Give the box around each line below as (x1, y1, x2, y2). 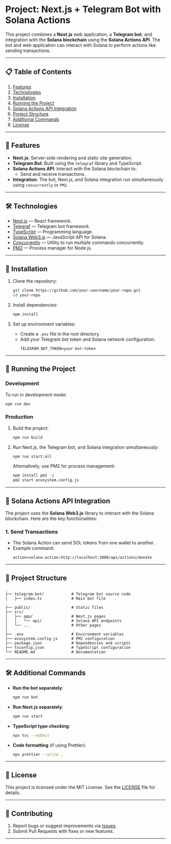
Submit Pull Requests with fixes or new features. (12, 828, 115, 834)
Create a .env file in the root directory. (20, 331, 100, 337)
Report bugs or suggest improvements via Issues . (12, 823, 117, 829)
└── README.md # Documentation (5, 649, 106, 655)
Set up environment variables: (12, 321, 76, 327)
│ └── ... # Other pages (5, 623, 101, 628)
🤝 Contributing (5, 809, 53, 818)
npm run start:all (12, 454, 52, 459)
